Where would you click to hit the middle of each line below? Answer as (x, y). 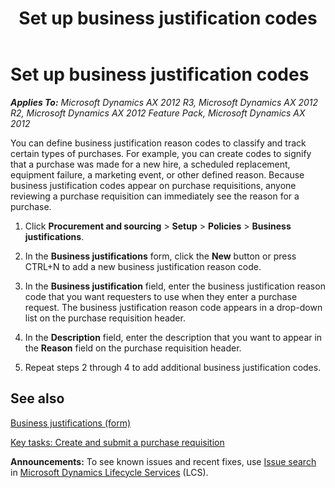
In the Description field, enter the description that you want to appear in (173, 337)
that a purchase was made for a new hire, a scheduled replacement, (150, 164)
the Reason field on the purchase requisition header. (133, 348)
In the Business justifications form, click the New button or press (160, 256)
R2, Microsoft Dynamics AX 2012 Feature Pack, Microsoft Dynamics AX (158, 113)
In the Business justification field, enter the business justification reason (175, 286)
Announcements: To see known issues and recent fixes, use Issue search (163, 461)
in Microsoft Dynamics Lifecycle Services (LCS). (109, 472)
